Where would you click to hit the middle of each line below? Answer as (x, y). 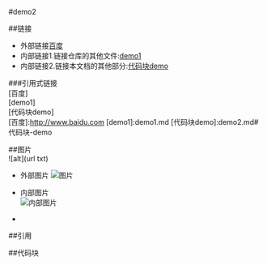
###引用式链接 (33, 83)
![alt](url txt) (28, 158)
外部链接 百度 (41, 45)
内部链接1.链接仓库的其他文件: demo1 (81, 56)
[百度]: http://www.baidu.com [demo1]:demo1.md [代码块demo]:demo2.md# (133, 122)
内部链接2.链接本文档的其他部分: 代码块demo (94, 66)
